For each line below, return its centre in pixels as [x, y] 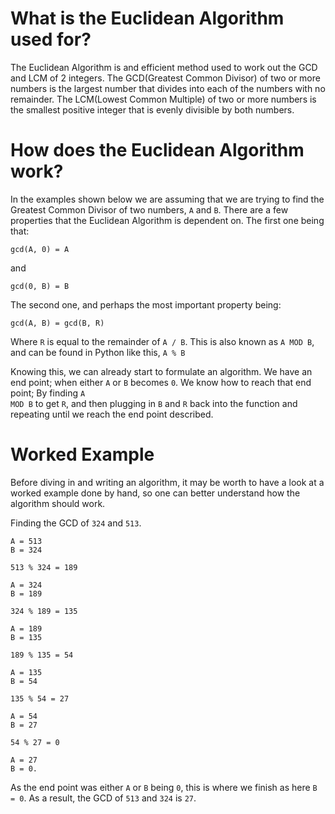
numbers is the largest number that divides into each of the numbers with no [168, 88]
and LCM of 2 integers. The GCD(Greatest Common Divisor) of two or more [165, 78]
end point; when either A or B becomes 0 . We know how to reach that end [161, 382]
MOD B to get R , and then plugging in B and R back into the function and [154, 403]
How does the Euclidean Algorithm [157, 150]
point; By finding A [48, 393]
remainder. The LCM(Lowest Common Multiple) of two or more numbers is [163, 99]
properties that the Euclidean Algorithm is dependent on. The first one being [167, 220]
